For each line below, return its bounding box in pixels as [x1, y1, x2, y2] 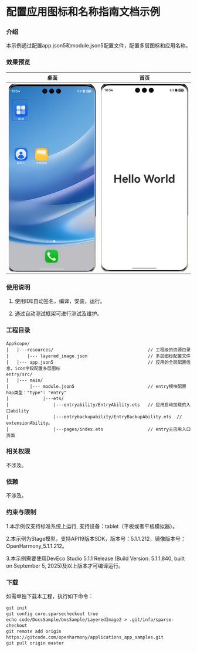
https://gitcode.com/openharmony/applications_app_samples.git [6, 634, 164, 640]
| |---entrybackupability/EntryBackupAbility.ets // [6, 414, 182, 419]
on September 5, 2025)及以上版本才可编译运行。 [6, 562, 124, 569]
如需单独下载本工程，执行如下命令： [6, 592, 94, 599]
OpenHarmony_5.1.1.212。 [6, 542, 67, 549]
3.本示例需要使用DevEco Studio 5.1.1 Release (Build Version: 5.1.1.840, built [6, 555, 185, 562]
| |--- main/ [6, 377, 43, 383]
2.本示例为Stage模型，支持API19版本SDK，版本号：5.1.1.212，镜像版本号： [6, 535, 186, 542]
